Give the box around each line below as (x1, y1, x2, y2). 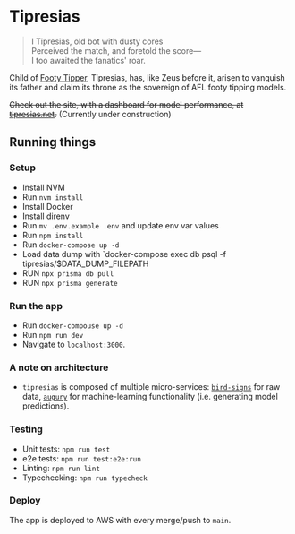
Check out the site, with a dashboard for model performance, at (9, 99, 244, 109)
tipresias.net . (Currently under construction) (9, 108, 172, 119)
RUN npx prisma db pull (21, 267, 114, 279)
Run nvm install (21, 191, 84, 202)
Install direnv (21, 211, 70, 221)
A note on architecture (9, 361, 109, 374)
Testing (9, 423, 43, 435)
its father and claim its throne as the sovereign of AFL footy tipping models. (9, 82, 287, 92)
